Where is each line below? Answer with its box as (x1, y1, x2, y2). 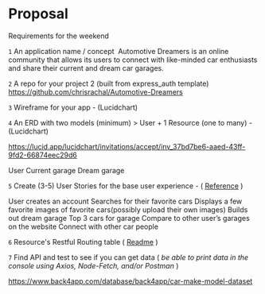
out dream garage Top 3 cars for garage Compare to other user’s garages (8, 213, 251, 222)
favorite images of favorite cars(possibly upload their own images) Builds (8, 204, 248, 215)
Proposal (8, 5, 69, 23)
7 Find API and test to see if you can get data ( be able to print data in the (8, 252, 249, 262)
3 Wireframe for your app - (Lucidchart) (8, 103, 138, 112)
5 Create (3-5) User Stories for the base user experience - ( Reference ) (8, 180, 244, 191)
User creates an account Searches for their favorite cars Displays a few (8, 196, 243, 206)
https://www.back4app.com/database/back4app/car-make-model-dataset (8, 276, 253, 286)
